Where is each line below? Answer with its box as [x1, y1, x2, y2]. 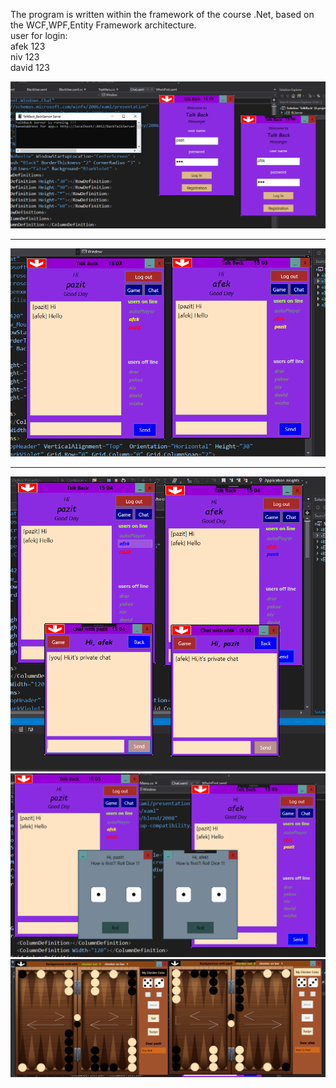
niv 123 [10, 51, 40, 63]
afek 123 [10, 40, 46, 52]
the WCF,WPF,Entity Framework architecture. [10, 19, 197, 31]
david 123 [10, 62, 50, 73]
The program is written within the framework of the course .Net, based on [10, 9, 315, 20]
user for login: [10, 30, 68, 41]
